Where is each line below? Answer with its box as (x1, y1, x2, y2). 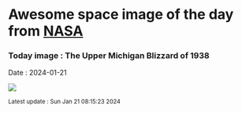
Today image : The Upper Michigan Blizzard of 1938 (8, 50, 210, 61)
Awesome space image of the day (8, 5, 234, 24)
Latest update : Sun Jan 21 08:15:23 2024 (8, 98, 121, 106)
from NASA (8, 22, 84, 40)
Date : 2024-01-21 (8, 68, 67, 78)
